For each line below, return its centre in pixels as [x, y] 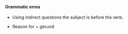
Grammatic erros [23, 7]
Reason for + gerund [33, 27]
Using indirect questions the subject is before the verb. [68, 17]
